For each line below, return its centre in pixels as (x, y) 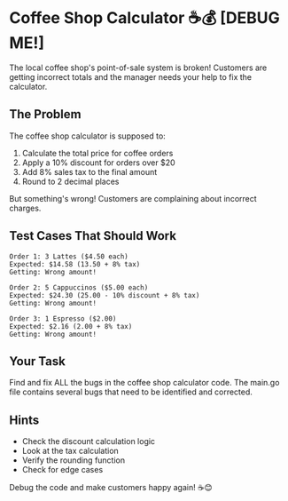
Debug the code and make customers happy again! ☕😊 (111, 488)
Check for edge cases (62, 470)
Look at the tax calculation (70, 451)
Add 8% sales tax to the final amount (90, 171)
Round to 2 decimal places (70, 181)
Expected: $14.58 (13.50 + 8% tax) (75, 264)
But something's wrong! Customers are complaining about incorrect (133, 198)
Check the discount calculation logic (89, 441)
